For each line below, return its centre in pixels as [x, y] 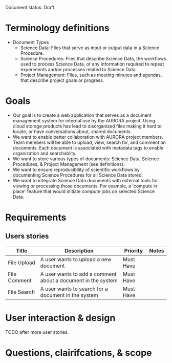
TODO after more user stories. [37, 332]
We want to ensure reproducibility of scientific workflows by [76, 169]
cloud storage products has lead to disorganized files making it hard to [87, 126]
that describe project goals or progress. [62, 80]
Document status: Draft [30, 7]
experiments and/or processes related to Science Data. [79, 69]
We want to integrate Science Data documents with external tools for [85, 180]
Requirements [36, 218]
